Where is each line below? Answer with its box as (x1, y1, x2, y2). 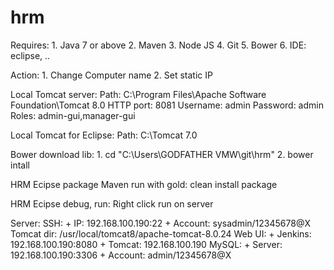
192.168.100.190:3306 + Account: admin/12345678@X (10, 249, 232, 261)
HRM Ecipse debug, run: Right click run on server (10, 197, 214, 210)
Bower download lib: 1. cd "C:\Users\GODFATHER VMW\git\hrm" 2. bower (10, 148, 314, 160)
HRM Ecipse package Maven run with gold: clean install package (10, 178, 278, 190)
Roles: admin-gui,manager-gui (10, 109, 136, 121)
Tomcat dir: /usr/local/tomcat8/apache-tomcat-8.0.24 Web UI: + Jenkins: (10, 227, 312, 240)
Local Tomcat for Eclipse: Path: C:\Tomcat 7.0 (10, 129, 198, 141)
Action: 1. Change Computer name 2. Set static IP (10, 69, 213, 81)
